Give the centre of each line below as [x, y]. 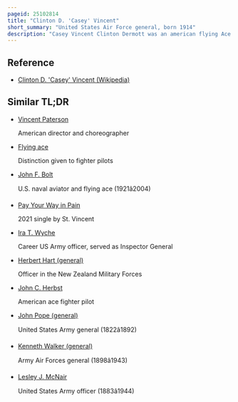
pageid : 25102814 [33, 14]
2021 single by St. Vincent [56, 218]
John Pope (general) [48, 315]
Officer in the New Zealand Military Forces [80, 274]
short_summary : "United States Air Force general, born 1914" [102, 27]
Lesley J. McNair [42, 376]
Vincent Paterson [43, 119]
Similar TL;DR [38, 102]
